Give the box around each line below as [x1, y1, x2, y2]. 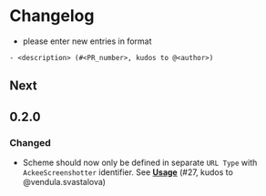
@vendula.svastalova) [22, 177, 107, 188]
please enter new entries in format [22, 36, 152, 46]
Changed [9, 136, 52, 149]
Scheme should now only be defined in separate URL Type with [22, 157, 258, 169]
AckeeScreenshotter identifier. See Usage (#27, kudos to [22, 167, 234, 178]
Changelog [9, 5, 95, 26]
